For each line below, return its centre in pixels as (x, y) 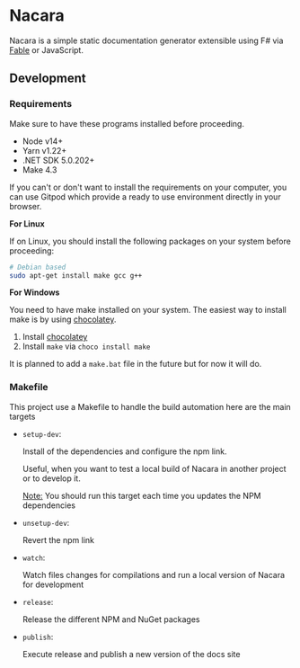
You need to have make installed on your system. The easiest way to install (148, 310)
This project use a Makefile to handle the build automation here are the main (150, 406)
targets (22, 416)
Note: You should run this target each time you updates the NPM (141, 495)
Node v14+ (43, 141)
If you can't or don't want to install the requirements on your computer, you (148, 187)
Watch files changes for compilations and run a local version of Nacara (154, 574)
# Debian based (38, 267)
